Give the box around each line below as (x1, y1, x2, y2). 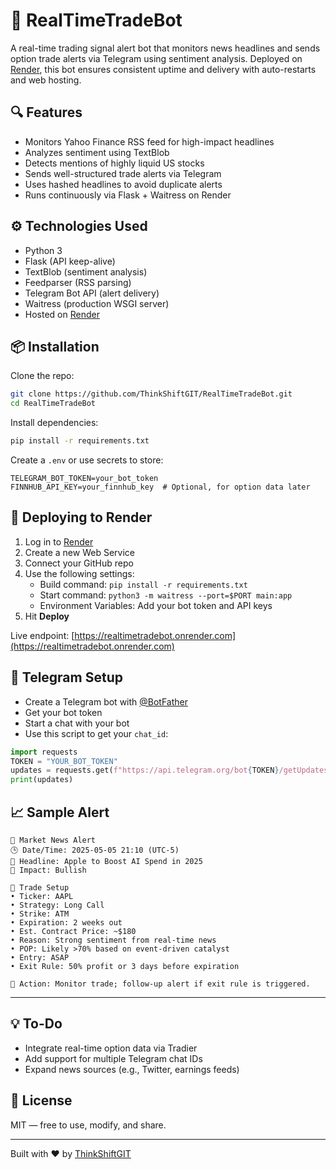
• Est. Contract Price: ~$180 (10, 926, 137, 936)
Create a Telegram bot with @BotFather (24, 695, 189, 708)
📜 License (10, 1092, 73, 1109)
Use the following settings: (24, 567, 135, 579)
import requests (10, 747, 78, 757)
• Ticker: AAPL (10, 891, 74, 901)
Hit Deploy (24, 610, 70, 622)
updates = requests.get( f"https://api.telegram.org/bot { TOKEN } (10, 765, 280, 776)
